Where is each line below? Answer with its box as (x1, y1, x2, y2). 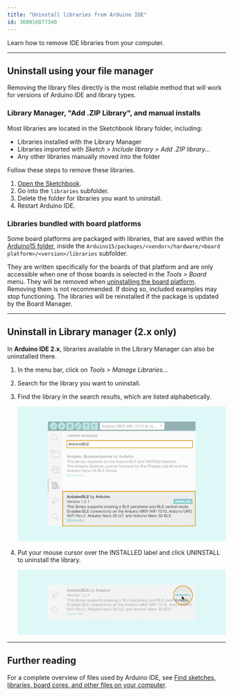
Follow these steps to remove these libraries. (7, 165, 135, 174)
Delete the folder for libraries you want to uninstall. (17, 194, 162, 202)
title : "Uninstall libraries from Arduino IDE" (7, 11, 148, 18)
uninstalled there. (7, 351, 57, 361)
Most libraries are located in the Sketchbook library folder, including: (7, 124, 203, 132)
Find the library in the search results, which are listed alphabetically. (17, 392, 212, 401)
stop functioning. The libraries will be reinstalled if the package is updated (7, 292, 219, 300)
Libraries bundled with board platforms (7, 219, 141, 229)
